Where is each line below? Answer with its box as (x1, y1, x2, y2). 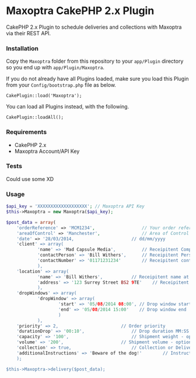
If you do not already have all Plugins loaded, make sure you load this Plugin (6, 75, 189, 83)
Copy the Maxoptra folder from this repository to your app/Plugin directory (6, 57, 184, 65)
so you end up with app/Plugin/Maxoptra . (6, 64, 105, 71)
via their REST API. (6, 29, 51, 36)
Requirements (6, 128, 47, 136)
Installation (6, 44, 39, 52)
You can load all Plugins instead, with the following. (6, 103, 129, 110)
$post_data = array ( (6, 219, 57, 225)
